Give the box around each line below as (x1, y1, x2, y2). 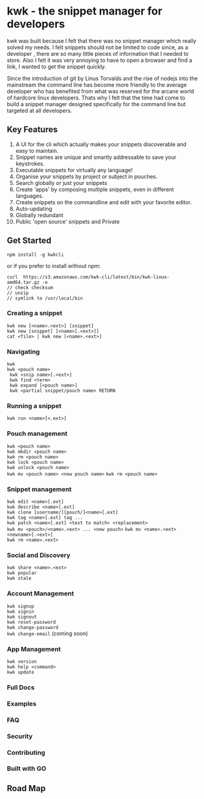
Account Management (7, 589, 74, 598)
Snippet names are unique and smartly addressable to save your (15, 153, 177, 161)
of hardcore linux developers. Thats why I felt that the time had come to (7, 94, 185, 101)
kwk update (7, 669, 35, 675)
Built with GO (7, 764, 47, 773)
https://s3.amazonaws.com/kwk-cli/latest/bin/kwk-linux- (22, 274, 170, 280)
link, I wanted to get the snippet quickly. (7, 62, 107, 70)
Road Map (7, 783, 46, 794)
